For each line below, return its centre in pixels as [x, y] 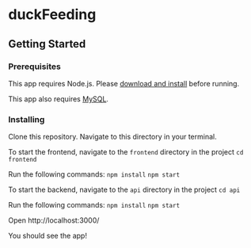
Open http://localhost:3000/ [54, 220]
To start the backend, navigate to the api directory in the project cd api [124, 190]
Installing [27, 119]
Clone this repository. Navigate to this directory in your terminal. [112, 137]
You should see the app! [48, 236]
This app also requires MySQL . [59, 99]
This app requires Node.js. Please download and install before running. [124, 83]
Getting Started [47, 44]
